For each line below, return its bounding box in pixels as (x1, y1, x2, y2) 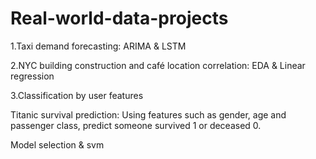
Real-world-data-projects (10, 7, 229, 30)
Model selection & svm (10, 138, 105, 151)
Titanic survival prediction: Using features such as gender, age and (10, 108, 287, 121)
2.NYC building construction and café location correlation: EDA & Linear (10, 59, 306, 71)
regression (10, 70, 55, 82)
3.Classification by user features (10, 89, 144, 101)
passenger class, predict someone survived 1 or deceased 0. (10, 119, 262, 131)
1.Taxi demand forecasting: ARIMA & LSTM (10, 40, 187, 52)
